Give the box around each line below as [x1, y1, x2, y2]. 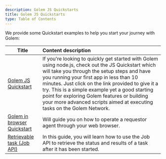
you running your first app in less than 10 [42, 74, 138, 81]
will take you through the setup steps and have [42, 68, 151, 75]
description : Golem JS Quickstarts [5, 7, 79, 12]
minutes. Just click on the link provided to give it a [42, 80, 159, 87]
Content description [42, 47, 91, 54]
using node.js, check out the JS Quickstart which [42, 61, 156, 68]
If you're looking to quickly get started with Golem [42, 55, 158, 62]
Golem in [7, 113, 29, 120]
